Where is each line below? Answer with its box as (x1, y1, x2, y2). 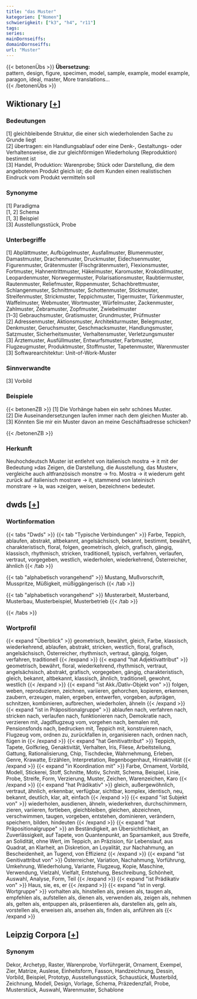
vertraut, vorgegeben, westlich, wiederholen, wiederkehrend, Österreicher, (6, 556, 188, 563)
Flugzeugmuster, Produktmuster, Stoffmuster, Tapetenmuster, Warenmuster (6, 343, 189, 350)
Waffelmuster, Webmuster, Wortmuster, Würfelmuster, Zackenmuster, (6, 299, 175, 307)
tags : (6, 25, 19, 31)
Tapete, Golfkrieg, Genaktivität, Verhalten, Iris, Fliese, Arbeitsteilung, (6, 744, 172, 751)
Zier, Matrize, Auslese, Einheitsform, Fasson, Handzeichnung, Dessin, (6, 967, 175, 974)
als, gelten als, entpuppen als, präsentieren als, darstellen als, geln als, (6, 900, 178, 907)
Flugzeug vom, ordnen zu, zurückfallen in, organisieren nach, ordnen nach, (6, 731, 188, 738)
